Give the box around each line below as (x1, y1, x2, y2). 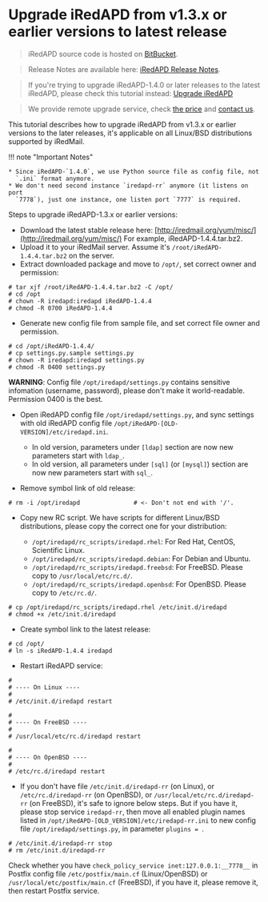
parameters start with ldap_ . (31, 451, 126, 460)
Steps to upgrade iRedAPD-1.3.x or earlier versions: (8, 210, 178, 219)
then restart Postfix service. (8, 886, 100, 896)
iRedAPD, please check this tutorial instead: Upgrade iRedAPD (27, 88, 234, 98)
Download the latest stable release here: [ (19, 225, 158, 235)
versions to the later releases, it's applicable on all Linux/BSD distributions (8, 128, 253, 138)
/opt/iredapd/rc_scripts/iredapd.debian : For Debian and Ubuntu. (31, 554, 251, 563)
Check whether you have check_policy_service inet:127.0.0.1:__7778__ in (8, 860, 258, 870)
